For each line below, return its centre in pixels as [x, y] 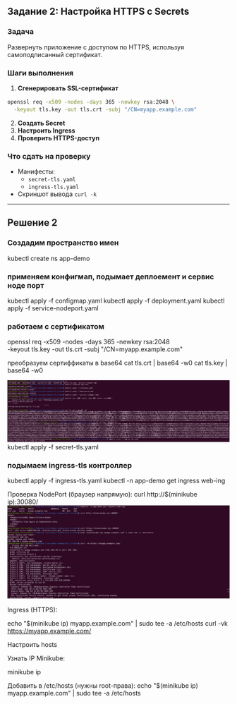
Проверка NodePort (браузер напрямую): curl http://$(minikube [102, 494]
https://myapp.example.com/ [49, 631]
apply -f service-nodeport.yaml [53, 308]
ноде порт [26, 285]
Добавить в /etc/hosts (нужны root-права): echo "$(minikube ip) [103, 685]
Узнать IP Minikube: [36, 658]
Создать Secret [41, 123]
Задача [20, 32]
